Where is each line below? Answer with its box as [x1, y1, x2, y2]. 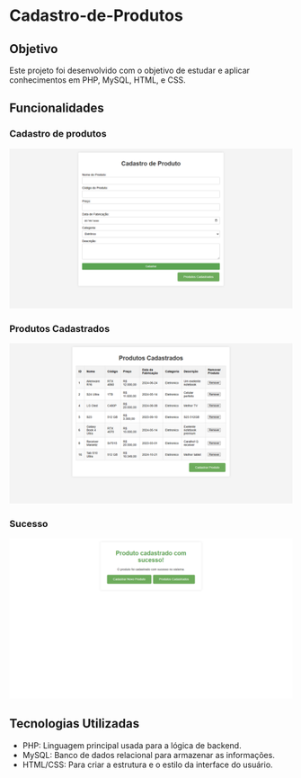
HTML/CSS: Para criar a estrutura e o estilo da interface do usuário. [22, 759, 273, 770]
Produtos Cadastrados [9, 323, 111, 335]
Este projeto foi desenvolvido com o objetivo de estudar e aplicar [9, 65, 250, 76]
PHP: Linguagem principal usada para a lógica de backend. [22, 739, 242, 751]
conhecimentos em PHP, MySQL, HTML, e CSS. [9, 75, 186, 85]
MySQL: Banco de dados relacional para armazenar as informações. [22, 749, 276, 760]
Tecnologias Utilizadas [9, 716, 140, 731]
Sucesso [9, 517, 49, 530]
